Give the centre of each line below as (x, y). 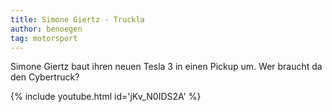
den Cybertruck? (45, 77)
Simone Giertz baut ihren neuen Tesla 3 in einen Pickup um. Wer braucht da (166, 67)
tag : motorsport (44, 38)
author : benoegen (46, 29)
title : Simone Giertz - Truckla (77, 19)
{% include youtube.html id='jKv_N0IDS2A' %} (106, 97)
